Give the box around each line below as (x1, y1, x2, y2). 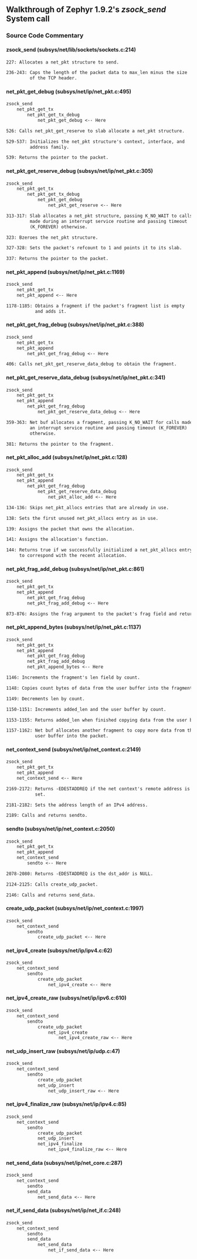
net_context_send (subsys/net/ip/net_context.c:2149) (6, 746, 141, 753)
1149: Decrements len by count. (6, 696, 85, 702)
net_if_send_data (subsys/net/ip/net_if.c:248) (6, 1207, 121, 1214)
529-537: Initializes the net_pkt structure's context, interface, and (6, 138, 185, 145)
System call (6, 14, 50, 24)
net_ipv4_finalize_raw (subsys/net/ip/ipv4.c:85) (6, 1101, 127, 1108)
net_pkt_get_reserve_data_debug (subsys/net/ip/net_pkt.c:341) (6, 373, 166, 381)
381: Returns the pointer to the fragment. (6, 441, 114, 447)
